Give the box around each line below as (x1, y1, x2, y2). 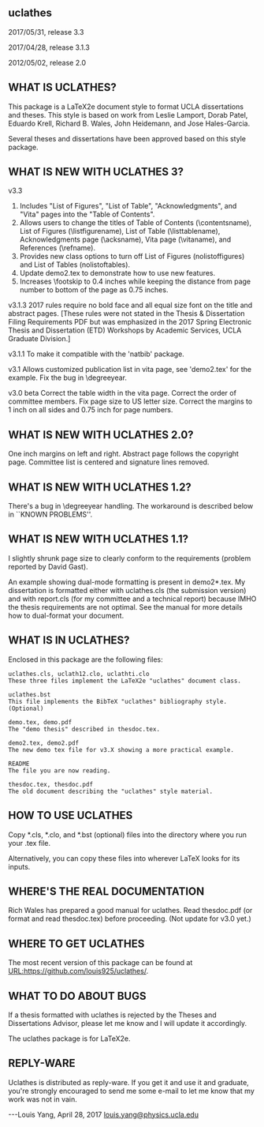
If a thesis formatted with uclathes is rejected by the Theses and (8, 1010, 217, 1020)
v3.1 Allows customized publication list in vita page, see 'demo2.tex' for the (8, 365, 252, 374)
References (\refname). (19, 243, 96, 253)
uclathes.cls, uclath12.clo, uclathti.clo (8, 670, 150, 678)
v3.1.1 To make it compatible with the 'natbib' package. (8, 349, 185, 359)
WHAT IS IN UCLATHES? (8, 633, 130, 647)
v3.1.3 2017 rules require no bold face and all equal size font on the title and (8, 300, 253, 310)
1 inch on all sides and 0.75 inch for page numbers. (8, 405, 173, 415)
